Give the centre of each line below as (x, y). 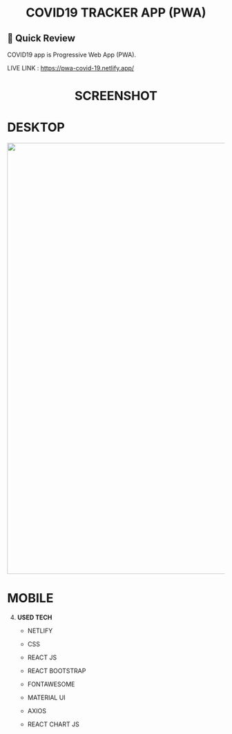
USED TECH (35, 617)
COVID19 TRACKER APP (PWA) (116, 13)
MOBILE (30, 598)
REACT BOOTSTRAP (57, 671)
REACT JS (42, 657)
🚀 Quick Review (41, 38)
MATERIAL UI (46, 697)
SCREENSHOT (116, 96)
